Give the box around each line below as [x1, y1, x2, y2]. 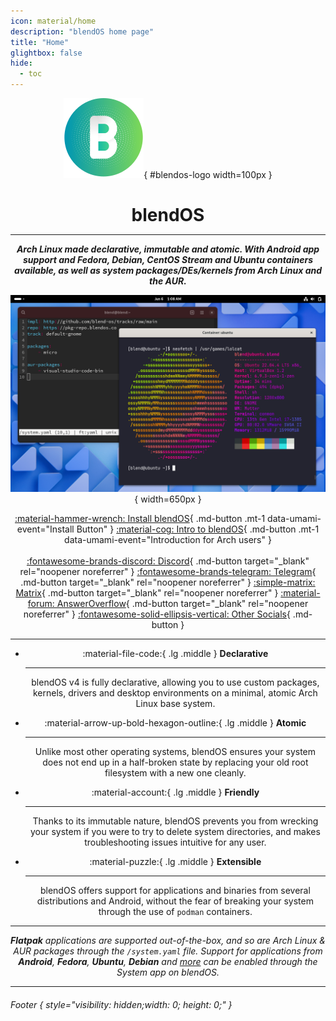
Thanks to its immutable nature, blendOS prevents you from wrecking [32, 815, 319, 827]
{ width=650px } [134, 493, 202, 505]
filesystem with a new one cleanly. [104, 767, 247, 779]
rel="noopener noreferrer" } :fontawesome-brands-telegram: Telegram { [19, 566, 317, 578]
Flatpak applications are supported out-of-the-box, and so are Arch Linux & [10, 935, 326, 947]
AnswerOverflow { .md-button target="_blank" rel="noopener [56, 598, 309, 610]
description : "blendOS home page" [10, 26, 155, 37]
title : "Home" [10, 37, 70, 47]
